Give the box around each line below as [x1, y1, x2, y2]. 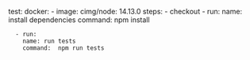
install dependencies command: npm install [8, 15, 150, 24]
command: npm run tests [22, 44, 105, 52]
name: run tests [22, 37, 77, 45]
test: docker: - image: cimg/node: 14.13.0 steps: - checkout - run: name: [8, 7, 243, 16]
